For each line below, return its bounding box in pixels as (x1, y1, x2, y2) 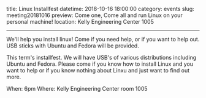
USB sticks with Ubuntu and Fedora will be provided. (6, 42, 139, 49)
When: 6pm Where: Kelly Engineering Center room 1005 (6, 85, 148, 92)
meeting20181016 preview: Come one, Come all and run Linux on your (6, 12, 183, 19)
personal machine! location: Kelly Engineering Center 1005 (6, 18, 154, 25)
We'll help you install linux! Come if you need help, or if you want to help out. (6, 36, 200, 43)
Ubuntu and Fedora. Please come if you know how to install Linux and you (6, 60, 194, 68)
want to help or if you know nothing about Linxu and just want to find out (6, 67, 190, 74)
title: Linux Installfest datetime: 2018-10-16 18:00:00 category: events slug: (6, 5, 194, 12)
